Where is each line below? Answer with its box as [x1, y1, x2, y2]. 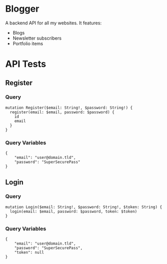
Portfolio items [12, 40, 43, 46]
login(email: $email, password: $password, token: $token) [10, 209, 138, 214]
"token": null [14, 250, 44, 255]
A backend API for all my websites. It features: [5, 20, 102, 26]
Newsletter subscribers [12, 35, 62, 41]
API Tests [5, 58, 47, 70]
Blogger [5, 3, 40, 15]
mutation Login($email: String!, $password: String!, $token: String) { [5, 204, 162, 210]
